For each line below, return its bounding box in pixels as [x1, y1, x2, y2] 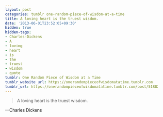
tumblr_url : [5, 84, 29, 89]
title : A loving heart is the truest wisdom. [5, 16, 98, 21]
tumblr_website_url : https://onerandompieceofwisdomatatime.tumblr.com [5, 79, 153, 84]
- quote [5, 71, 21, 76]
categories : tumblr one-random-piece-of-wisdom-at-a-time [5, 12, 125, 17]
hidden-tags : [5, 30, 32, 35]
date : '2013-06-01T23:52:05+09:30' [5, 20, 77, 26]
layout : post [5, 7, 32, 12]
